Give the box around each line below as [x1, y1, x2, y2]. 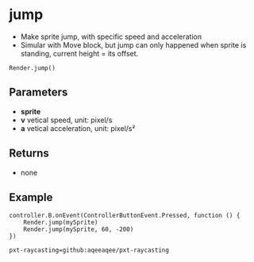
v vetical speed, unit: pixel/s [20, 115, 113, 125]
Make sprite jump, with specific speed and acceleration [20, 32, 202, 41]
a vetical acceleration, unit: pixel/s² [20, 123, 136, 133]
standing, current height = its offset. [20, 48, 139, 58]
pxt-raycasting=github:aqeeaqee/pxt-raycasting [9, 246, 170, 255]
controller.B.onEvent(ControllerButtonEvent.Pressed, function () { [9, 212, 241, 220]
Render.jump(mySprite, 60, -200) [23, 225, 134, 233]
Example [9, 191, 53, 204]
